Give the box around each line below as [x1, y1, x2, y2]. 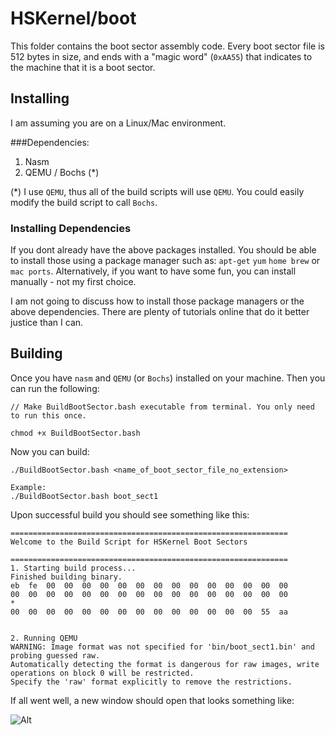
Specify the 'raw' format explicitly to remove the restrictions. [10, 677, 293, 687]
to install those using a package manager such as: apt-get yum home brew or [10, 255, 321, 267]
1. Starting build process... [10, 563, 137, 573]
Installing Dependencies [10, 221, 132, 235]
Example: [10, 482, 47, 492]
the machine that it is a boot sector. [10, 61, 156, 73]
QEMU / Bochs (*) [24, 166, 100, 178]
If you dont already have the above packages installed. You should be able [10, 244, 317, 256]
